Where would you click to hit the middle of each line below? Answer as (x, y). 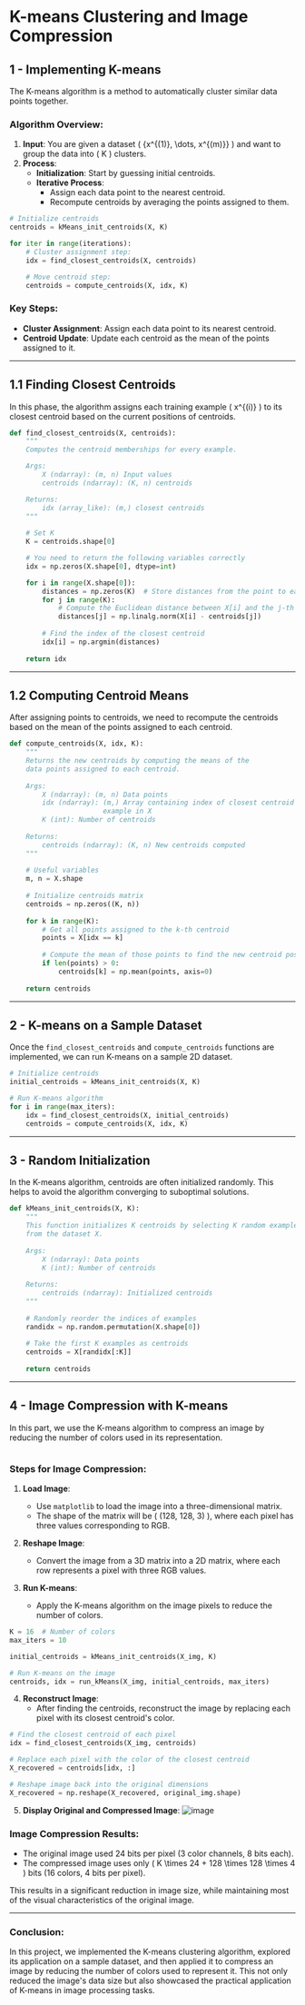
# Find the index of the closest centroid (123, 634)
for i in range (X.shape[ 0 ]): (81, 583)
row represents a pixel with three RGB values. (121, 1570)
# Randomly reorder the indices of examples (111, 1319)
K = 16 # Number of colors (63, 1632)
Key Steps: (34, 309)
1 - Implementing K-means (85, 69)
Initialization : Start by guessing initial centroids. (126, 173)
